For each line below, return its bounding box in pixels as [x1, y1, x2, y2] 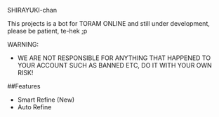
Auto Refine [17, 103, 52, 111]
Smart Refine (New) [17, 95, 75, 104]
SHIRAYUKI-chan [7, 6, 58, 14]
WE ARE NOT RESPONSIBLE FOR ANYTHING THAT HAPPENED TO [17, 54, 211, 62]
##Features [7, 82, 41, 90]
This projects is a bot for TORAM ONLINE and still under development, [7, 19, 211, 27]
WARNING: [7, 40, 39, 48]
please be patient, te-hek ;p [7, 27, 88, 35]
